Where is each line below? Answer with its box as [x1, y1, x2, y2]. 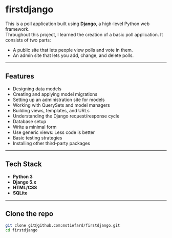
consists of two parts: [5, 37, 51, 43]
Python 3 [12, 173, 33, 180]
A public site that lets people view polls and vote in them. [12, 47, 133, 53]
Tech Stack [5, 160, 42, 169]
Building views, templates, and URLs [12, 107, 90, 113]
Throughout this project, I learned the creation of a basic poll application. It [5, 31, 163, 37]
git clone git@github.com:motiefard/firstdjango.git [5, 223, 120, 228]
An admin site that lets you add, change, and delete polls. [12, 52, 134, 58]
